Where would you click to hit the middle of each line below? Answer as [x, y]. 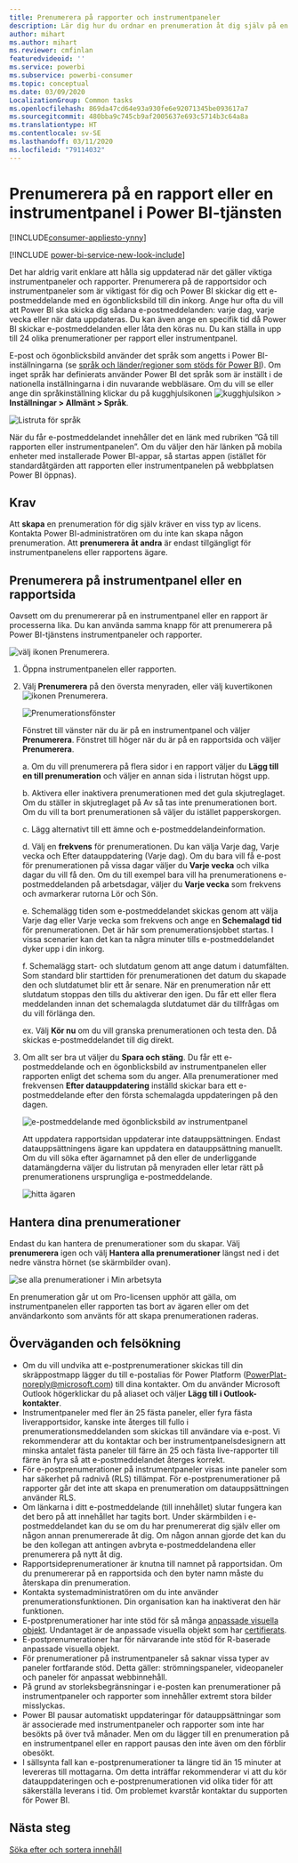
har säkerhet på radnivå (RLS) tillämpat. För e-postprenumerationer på [151, 1479]
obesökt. [38, 1753]
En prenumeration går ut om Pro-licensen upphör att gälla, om [123, 1297]
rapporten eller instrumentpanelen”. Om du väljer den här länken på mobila [146, 447]
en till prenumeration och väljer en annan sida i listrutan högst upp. [146, 776]
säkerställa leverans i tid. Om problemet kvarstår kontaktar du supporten [154, 1790]
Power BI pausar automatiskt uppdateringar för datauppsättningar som [152, 1714]
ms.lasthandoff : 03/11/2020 [61, 141]
